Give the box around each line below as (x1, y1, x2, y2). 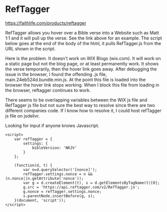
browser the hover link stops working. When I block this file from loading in (5, 81, 159, 88)
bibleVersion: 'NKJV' (31, 145, 77, 150)
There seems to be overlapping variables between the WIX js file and (5, 96, 147, 103)
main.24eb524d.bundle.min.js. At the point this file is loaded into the (5, 76, 146, 82)
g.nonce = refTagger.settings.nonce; (23, 189, 101, 194)
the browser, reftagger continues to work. (5, 87, 91, 93)
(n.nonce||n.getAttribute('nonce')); (5, 176, 84, 181)
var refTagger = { (14, 136, 52, 141)
